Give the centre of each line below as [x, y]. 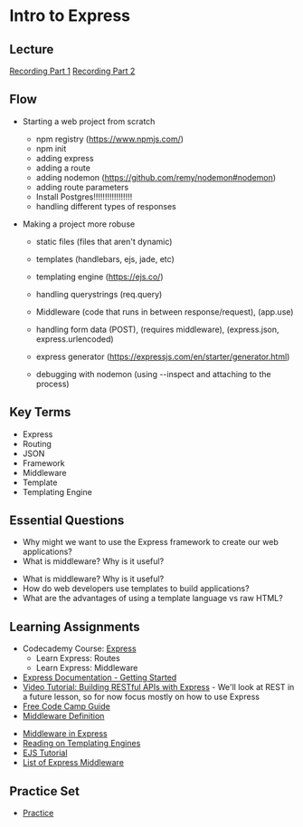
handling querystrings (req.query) [99, 294]
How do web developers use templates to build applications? [136, 589]
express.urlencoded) [75, 339]
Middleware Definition [63, 716]
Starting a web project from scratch [89, 121]
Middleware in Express [65, 734]
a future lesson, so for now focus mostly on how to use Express [141, 697]
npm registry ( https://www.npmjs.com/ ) [109, 139]
